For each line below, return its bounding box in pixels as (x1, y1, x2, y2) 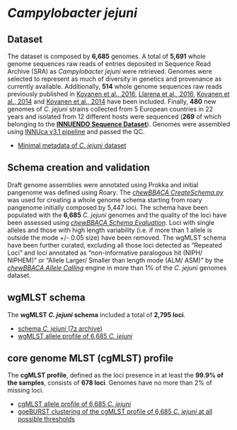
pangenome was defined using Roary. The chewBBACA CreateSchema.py (7, 188, 224, 197)
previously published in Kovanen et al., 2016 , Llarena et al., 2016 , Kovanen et (7, 90, 230, 98)
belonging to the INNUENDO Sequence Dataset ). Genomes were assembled (7, 120, 231, 128)
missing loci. (7, 386, 44, 395)
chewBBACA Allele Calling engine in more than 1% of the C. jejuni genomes (7, 263, 227, 272)
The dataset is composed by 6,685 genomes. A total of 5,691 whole (7, 52, 207, 60)
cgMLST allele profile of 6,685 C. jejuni (17, 399, 132, 409)
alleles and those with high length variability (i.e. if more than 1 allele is (7, 226, 212, 234)
